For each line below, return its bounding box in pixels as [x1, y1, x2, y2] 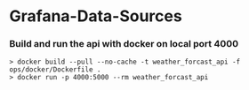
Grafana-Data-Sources [9, 6, 182, 26]
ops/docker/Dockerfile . [9, 65, 101, 74]
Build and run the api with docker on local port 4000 [9, 38, 239, 50]
